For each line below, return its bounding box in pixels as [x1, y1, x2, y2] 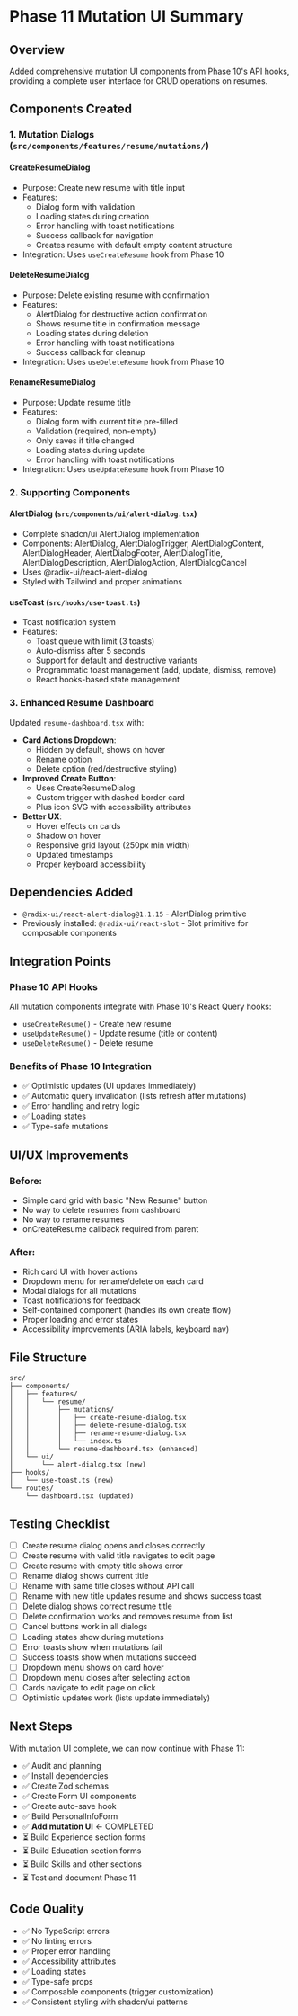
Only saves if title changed [35, 434, 135, 446]
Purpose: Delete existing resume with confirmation [22, 290, 210, 300]
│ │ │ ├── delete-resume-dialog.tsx [9, 1421, 187, 1431]
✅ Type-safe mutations [22, 1121, 109, 1132]
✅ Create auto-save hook [22, 1800, 117, 1811]
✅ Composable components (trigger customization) [22, 1985, 214, 1997]
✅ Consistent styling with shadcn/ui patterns [22, 1996, 188, 2007]
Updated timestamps [35, 849, 114, 860]
